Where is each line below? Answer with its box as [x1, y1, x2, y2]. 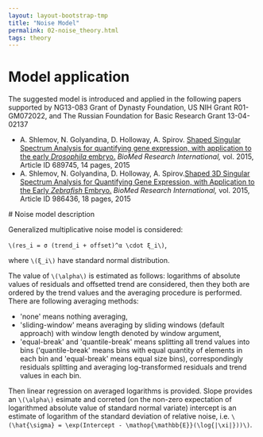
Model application [8, 68, 130, 86]
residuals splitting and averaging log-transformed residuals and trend [19, 362, 247, 372]
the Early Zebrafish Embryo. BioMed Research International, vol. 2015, [19, 186, 250, 195]
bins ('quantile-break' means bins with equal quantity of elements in [19, 346, 243, 355]
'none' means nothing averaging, [19, 311, 129, 322]
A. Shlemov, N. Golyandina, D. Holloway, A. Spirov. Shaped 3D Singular [19, 168, 250, 179]
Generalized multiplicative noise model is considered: [8, 225, 184, 234]
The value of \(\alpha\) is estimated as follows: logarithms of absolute [8, 271, 241, 280]
